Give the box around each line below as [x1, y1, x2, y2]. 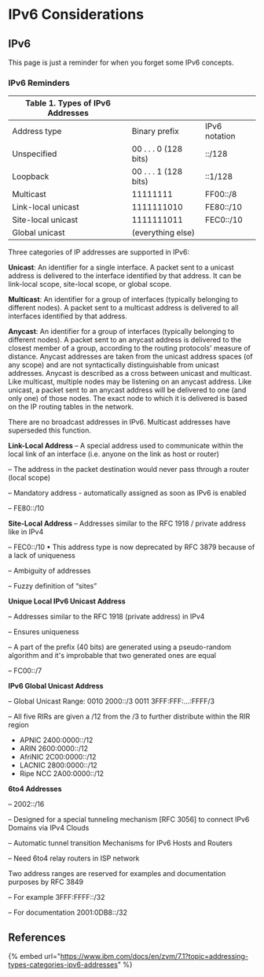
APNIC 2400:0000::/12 [19, 735, 93, 745]
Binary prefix [131, 126, 179, 137]
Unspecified [12, 148, 57, 159]
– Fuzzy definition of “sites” [8, 581, 97, 591]
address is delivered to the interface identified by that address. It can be [8, 271, 242, 280]
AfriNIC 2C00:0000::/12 [19, 752, 97, 762]
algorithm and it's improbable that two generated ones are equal [8, 651, 216, 660]
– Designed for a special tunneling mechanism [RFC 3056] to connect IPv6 [8, 815, 250, 824]
